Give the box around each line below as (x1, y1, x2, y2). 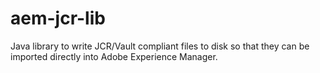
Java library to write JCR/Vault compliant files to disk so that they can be (10, 40, 310, 52)
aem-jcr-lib (10, 7, 106, 30)
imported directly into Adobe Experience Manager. (10, 50, 218, 62)
